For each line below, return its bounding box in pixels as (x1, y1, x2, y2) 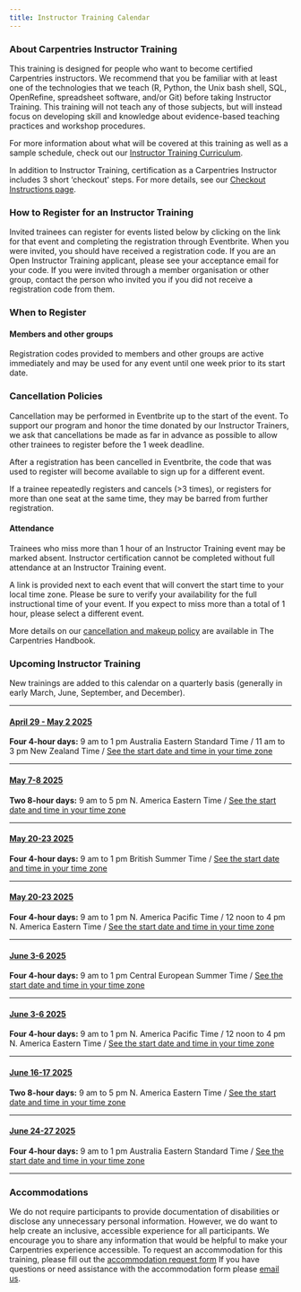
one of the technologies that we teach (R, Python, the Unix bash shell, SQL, (9, 82, 288, 92)
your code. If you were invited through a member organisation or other (9, 265, 270, 276)
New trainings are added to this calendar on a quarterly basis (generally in (9, 678, 283, 689)
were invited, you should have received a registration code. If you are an (9, 246, 276, 257)
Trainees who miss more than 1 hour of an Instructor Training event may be (9, 542, 286, 553)
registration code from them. (9, 284, 116, 294)
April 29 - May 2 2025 (9, 716, 92, 727)
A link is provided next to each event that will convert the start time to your (9, 579, 284, 590)
